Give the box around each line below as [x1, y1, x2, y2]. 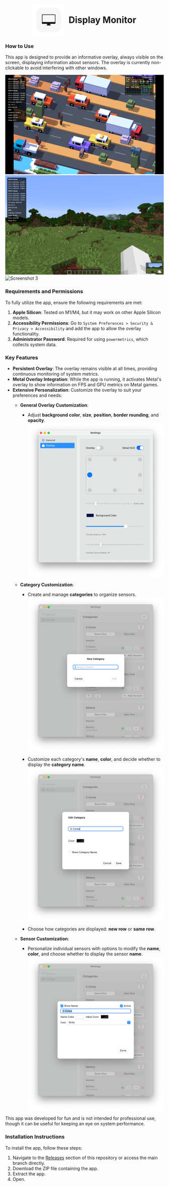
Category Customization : [20, 582, 74, 588]
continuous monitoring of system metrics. [12, 371, 99, 377]
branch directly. [12, 1160, 45, 1166]
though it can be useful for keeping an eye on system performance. [5, 1121, 145, 1127]
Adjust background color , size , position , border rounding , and [27, 411, 159, 418]
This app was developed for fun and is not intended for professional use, [5, 1115, 156, 1121]
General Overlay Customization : [20, 402, 89, 408]
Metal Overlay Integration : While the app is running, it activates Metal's [12, 376, 162, 382]
